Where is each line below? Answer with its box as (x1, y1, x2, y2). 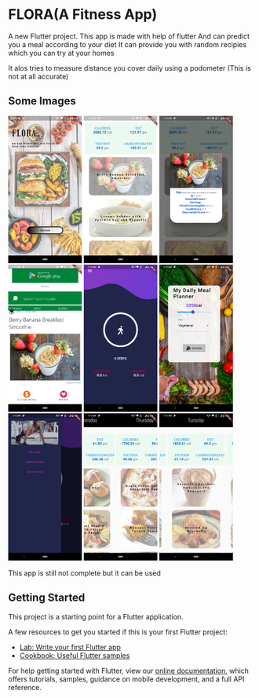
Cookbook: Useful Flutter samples (19, 650, 130, 660)
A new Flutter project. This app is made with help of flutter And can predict (8, 31, 250, 41)
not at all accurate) (8, 71, 69, 81)
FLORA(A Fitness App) (8, 5, 158, 24)
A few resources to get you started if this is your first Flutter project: (8, 627, 228, 637)
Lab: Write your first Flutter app (19, 642, 122, 652)
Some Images (8, 94, 77, 108)
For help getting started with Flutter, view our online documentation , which (8, 666, 250, 675)
